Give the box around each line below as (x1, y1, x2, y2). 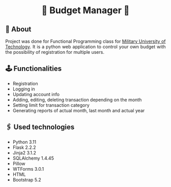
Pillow (12, 160, 25, 167)
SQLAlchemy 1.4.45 (12, 155, 54, 161)
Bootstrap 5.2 (12, 176, 42, 182)
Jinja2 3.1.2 (12, 149, 37, 155)
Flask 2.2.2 (12, 144, 37, 150)
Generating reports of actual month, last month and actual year (12, 107, 145, 113)
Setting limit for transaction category (12, 102, 90, 108)
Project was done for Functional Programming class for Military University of (5, 38, 166, 44)
